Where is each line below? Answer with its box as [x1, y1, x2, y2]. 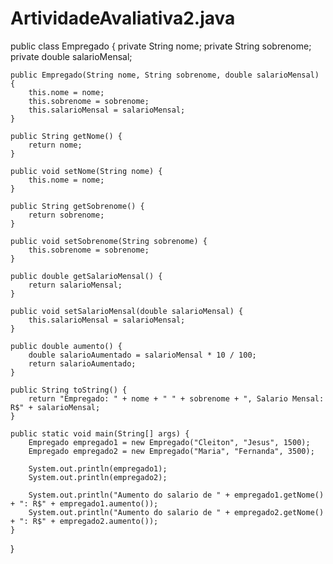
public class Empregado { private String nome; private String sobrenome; [10, 40, 312, 52]
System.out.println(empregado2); [28, 472, 168, 482]
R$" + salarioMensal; [10, 402, 101, 412]
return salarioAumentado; [28, 358, 137, 369]
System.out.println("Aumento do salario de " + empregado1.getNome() [28, 490, 325, 500]
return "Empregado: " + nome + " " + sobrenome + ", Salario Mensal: [28, 393, 325, 404]
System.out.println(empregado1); [28, 463, 168, 474]
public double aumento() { [10, 341, 123, 351]
